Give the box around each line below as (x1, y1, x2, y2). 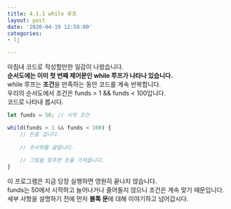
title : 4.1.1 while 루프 (7, 10, 77, 18)
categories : (7, 29, 42, 37)
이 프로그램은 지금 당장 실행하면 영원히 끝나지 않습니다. (7, 177, 157, 186)
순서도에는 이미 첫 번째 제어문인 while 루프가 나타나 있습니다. (7, 72, 173, 80)
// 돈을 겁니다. (20, 130, 60, 137)
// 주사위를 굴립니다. (20, 144, 74, 151)
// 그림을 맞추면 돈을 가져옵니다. (20, 157, 105, 164)
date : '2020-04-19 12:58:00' (7, 23, 93, 30)
